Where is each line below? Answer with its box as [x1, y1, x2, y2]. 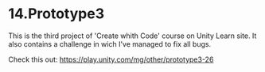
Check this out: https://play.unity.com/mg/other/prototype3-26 [8, 55, 214, 64]
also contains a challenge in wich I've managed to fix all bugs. [8, 39, 212, 48]
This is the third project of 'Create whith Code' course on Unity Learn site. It [8, 31, 257, 40]
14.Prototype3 [8, 5, 105, 23]
